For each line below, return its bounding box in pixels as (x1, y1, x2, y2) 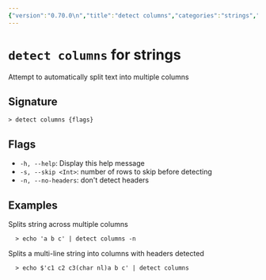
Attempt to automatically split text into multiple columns (8, 72, 190, 82)
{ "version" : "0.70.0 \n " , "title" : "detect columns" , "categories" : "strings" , (8, 11, 257, 20)
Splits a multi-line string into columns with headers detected (8, 249, 204, 258)
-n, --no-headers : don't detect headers (19, 175, 149, 185)
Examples (8, 198, 58, 212)
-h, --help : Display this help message (19, 159, 145, 168)
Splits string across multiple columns (8, 220, 128, 228)
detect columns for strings (8, 45, 181, 63)
